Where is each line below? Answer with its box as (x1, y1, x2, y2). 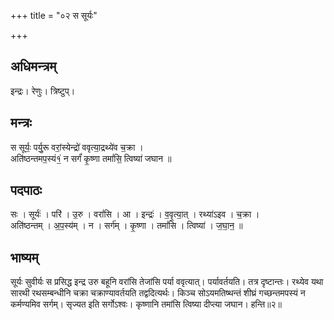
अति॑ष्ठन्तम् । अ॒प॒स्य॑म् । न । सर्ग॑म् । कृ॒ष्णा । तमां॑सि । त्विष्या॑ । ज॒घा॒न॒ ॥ (10, 220, 243, 232)
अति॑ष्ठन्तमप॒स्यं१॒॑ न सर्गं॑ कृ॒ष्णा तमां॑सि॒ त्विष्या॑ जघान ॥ (10, 152, 172, 164)
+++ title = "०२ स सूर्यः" (10, 10, 98, 21)
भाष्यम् (10, 249, 39, 266)
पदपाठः (10, 182, 43, 199)
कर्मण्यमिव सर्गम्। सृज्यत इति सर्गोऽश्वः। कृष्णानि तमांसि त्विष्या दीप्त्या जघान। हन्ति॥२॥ (10, 298, 283, 310)
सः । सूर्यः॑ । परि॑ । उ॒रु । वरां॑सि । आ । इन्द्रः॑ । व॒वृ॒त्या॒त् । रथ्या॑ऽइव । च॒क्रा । (10, 208, 260, 220)
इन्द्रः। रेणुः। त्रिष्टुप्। (10, 85, 76, 97)
